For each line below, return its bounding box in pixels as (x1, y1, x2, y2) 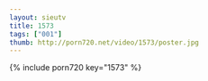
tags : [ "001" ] (9, 29, 63, 38)
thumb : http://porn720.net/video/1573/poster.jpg (9, 37, 200, 47)
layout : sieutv (9, 12, 67, 22)
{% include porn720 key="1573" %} (9, 62, 142, 73)
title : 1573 (9, 21, 54, 30)
